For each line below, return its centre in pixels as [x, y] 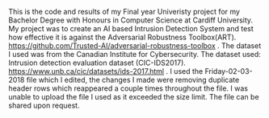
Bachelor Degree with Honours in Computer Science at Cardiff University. [130, 20]
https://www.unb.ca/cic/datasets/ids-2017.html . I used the [106, 71]
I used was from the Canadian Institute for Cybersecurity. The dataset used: [134, 54]
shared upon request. [44, 105]
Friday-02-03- [229, 71]
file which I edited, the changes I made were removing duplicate [133, 80]
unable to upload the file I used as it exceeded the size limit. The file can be [134, 97]
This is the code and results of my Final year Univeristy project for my [124, 12]
